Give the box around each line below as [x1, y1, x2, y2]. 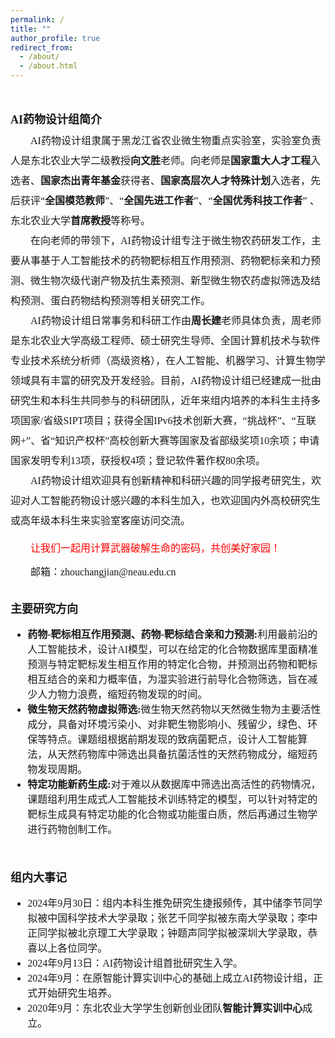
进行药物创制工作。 [27, 824, 118, 835]
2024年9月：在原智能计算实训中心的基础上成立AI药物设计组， [27, 972, 314, 984]
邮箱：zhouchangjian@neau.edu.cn [30, 566, 177, 578]
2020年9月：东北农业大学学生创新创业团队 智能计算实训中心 [27, 1002, 303, 1014]
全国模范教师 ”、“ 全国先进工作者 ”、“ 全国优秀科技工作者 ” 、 [44, 195, 320, 206]
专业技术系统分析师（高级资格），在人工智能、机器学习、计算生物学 [10, 355, 327, 366]
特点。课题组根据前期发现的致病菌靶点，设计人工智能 [47, 734, 298, 745]
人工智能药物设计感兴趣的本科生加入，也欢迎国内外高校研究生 [30, 495, 322, 506]
